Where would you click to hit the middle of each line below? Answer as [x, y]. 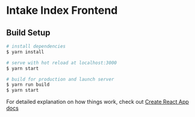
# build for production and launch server [60, 79]
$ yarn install [25, 52]
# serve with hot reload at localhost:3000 [62, 63]
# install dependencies [36, 46]
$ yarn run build [28, 85]
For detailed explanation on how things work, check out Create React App [98, 102]
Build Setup [28, 33]
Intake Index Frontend [62, 10]
